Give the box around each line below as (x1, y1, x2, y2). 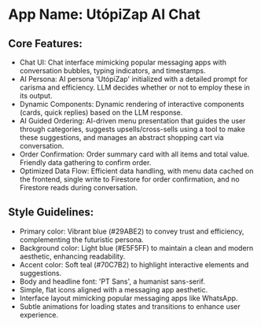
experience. (19, 310, 59, 319)
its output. (19, 91, 53, 100)
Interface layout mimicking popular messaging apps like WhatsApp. (19, 293, 238, 303)
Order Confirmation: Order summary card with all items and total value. (19, 149, 250, 159)
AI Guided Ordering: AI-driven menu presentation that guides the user (19, 116, 246, 125)
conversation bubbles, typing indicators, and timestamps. (19, 66, 206, 75)
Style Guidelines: (8, 206, 94, 219)
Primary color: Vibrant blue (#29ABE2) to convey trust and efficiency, (19, 226, 244, 236)
